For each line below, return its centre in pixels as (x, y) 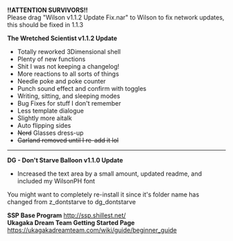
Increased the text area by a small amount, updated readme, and (110, 174)
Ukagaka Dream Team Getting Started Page (71, 223)
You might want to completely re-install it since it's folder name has (103, 194)
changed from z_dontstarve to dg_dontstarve (72, 202)
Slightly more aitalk (44, 118)
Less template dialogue (51, 111)
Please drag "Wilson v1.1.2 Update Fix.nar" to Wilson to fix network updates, (116, 17)
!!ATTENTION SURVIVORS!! (48, 10)
